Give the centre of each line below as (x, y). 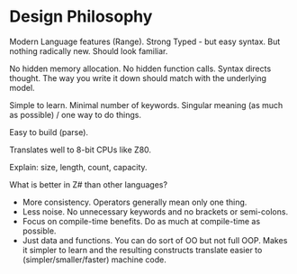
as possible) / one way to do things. (76, 114)
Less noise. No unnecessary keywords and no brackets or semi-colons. (155, 211)
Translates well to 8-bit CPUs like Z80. (80, 150)
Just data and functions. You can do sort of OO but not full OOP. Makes (155, 240)
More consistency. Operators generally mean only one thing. (135, 202)
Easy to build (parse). (49, 132)
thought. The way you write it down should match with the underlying (138, 78)
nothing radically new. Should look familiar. (89, 50)
